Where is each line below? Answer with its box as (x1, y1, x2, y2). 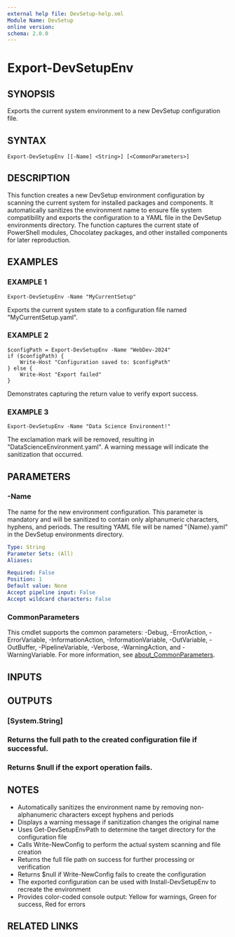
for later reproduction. (7, 235, 72, 244)
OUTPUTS (7, 694, 53, 706)
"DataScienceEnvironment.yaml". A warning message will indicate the (7, 443, 209, 451)
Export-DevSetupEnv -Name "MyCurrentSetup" (7, 293, 137, 300)
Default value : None (7, 583, 68, 590)
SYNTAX (7, 134, 47, 146)
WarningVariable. (7, 651, 58, 659)
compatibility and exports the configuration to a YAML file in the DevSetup (7, 213, 222, 221)
